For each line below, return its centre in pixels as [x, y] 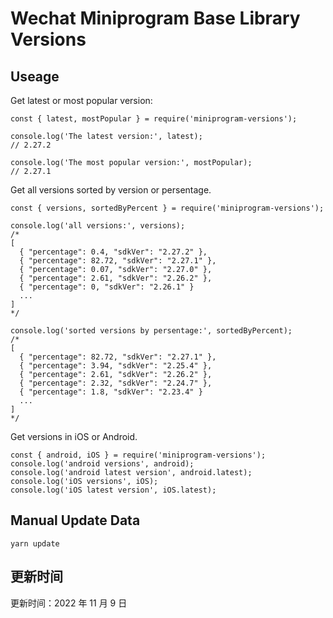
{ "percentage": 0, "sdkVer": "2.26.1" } [107, 287]
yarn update [35, 543]
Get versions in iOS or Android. [74, 436]
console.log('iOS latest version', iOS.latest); [113, 490]
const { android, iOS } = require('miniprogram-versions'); [138, 455]
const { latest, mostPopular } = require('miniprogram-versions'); [154, 119]
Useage [35, 76]
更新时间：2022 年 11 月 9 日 [69, 603]
